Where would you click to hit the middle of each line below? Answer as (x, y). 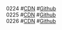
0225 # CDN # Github (31, 15)
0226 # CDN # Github (31, 21)
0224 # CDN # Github (31, 9)
